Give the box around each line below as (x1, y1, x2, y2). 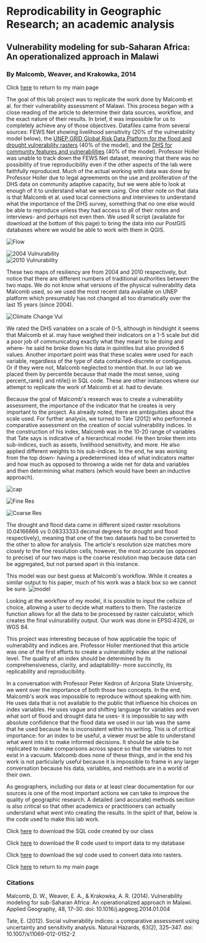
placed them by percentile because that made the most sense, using (6, 370, 180, 378)
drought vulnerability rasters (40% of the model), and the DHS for (6, 141, 173, 149)
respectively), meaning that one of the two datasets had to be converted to (6, 534, 196, 541)
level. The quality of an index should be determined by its (6, 654, 151, 662)
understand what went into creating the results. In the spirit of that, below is (6, 809, 197, 816)
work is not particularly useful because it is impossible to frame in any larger (6, 758, 199, 765)
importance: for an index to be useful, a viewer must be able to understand (6, 732, 195, 739)
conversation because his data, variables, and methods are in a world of (6, 764, 189, 772)
